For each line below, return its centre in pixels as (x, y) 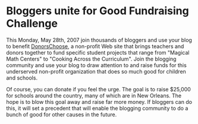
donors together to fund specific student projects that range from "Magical (98, 52)
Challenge (32, 23)
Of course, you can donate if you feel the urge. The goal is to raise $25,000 (99, 89)
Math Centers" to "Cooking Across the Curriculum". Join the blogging (91, 59)
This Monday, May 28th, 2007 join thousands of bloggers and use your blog (99, 40)
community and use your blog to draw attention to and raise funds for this (97, 65)
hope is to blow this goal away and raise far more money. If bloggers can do (99, 101)
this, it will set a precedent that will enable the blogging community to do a (97, 108)
